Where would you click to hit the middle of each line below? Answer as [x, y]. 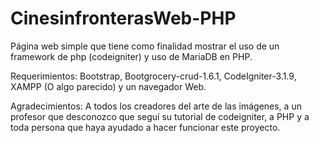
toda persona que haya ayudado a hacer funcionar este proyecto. [145, 127]
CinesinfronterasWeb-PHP [123, 18]
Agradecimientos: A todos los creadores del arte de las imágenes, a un [156, 106]
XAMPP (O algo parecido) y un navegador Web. [108, 86]
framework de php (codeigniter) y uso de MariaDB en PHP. [131, 56]
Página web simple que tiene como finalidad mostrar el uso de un [145, 46]
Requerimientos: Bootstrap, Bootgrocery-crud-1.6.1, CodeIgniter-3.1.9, [153, 76]
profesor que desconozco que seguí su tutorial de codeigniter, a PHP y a [160, 116]
